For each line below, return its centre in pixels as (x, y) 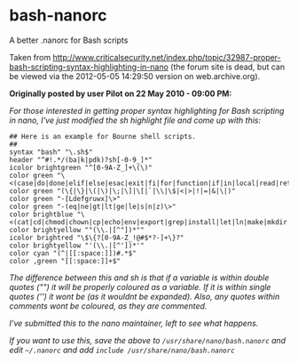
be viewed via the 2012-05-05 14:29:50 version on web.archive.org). (135, 76)
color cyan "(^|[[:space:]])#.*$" (73, 253)
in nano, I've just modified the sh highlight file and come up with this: (135, 120)
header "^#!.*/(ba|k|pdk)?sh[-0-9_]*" (81, 160)
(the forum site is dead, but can (227, 67)
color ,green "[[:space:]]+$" (65, 261)
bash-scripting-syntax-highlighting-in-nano (89, 67)
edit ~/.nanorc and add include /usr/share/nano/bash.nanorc (122, 350)
